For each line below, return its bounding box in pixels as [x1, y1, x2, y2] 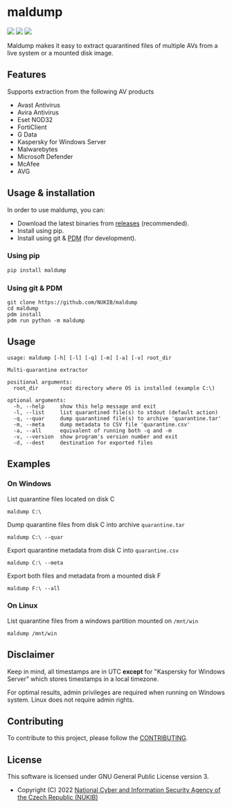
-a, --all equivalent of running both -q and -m [13, 427, 172, 434]
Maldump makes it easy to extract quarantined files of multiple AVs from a [7, 41, 218, 49]
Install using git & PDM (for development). [17, 234, 136, 242]
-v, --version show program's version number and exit [13, 433, 178, 440]
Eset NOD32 [17, 115, 53, 123]
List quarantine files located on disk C [7, 495, 115, 503]
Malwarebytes [17, 145, 58, 153]
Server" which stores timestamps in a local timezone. [7, 674, 159, 683]
